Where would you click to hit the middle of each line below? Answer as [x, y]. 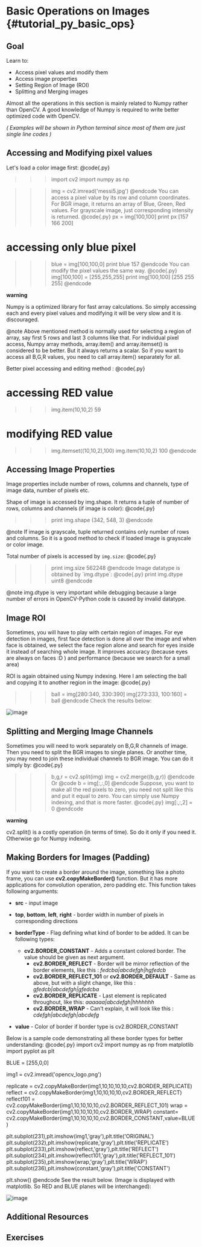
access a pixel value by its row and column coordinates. [121, 197]
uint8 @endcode [72, 581]
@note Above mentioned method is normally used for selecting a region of [99, 331]
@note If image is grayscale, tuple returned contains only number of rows [98, 532]
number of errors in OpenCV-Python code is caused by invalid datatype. [96, 599]
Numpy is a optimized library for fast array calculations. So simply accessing [101, 306]
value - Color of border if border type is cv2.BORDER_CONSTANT [97, 1026]
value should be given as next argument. [74, 957]
